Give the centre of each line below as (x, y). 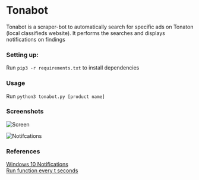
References (23, 151)
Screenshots (25, 112)
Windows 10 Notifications (37, 165)
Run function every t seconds (42, 170)
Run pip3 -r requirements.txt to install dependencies (73, 68)
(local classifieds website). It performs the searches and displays (86, 33)
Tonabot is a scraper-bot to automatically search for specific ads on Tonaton (100, 27)
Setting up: (23, 55)
